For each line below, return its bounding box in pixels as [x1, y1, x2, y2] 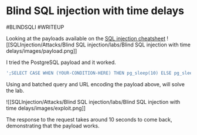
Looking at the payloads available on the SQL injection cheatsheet [6, 35, 166, 42]
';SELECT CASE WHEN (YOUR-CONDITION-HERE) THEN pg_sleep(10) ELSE [6, 70, 172, 76]
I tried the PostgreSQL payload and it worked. [6, 59, 116, 66]
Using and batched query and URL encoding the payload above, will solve [6, 80, 185, 87]
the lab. [6, 87, 25, 94]
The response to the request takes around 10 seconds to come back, [6, 116, 172, 123]
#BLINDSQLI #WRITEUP [6, 23, 64, 31]
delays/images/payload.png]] [6, 47, 77, 54]
